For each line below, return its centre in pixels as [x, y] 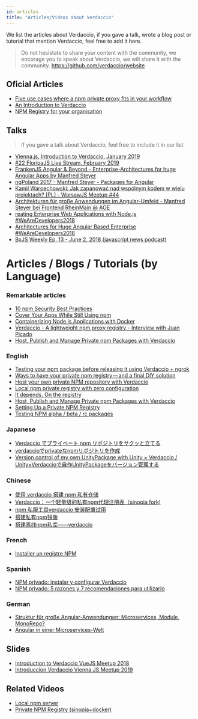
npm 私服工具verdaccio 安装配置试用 [60, 509]
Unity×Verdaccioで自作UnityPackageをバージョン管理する [87, 465]
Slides [18, 649]
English [17, 356]
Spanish [19, 569]
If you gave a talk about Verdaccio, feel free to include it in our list [102, 145]
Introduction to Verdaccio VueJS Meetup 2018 [72, 663]
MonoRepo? [30, 623]
